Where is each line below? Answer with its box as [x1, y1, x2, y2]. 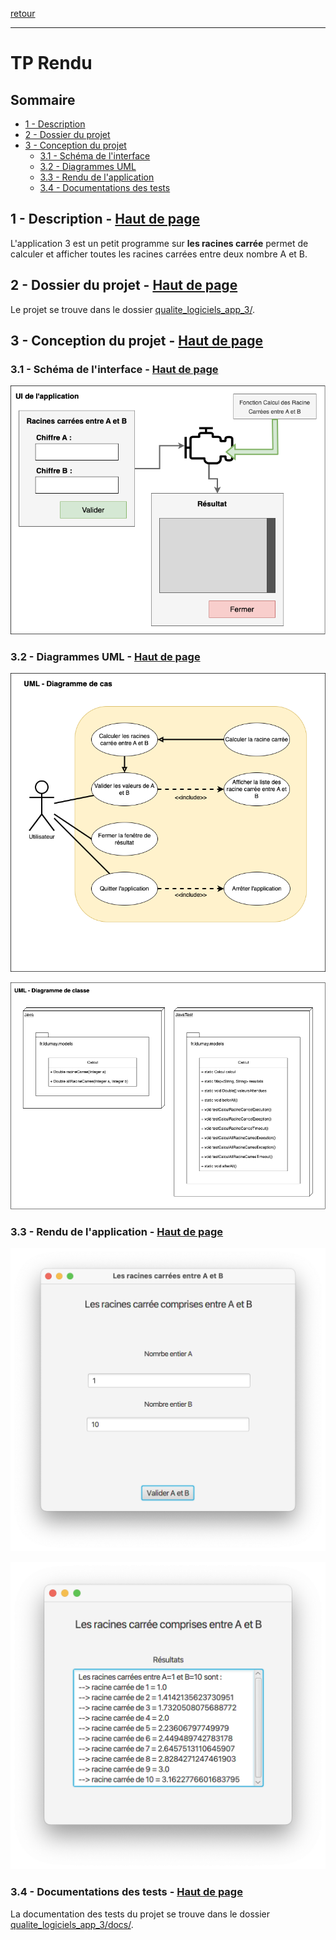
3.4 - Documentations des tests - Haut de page [10, 1885, 243, 1899]
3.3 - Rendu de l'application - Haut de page [10, 1225, 224, 1239]
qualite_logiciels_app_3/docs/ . [10, 1918, 134, 1930]
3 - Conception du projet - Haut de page [10, 333, 264, 350]
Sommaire [10, 91, 76, 108]
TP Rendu [10, 52, 93, 75]
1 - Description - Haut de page [10, 211, 201, 228]
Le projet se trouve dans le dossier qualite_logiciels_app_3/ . [10, 303, 255, 315]
